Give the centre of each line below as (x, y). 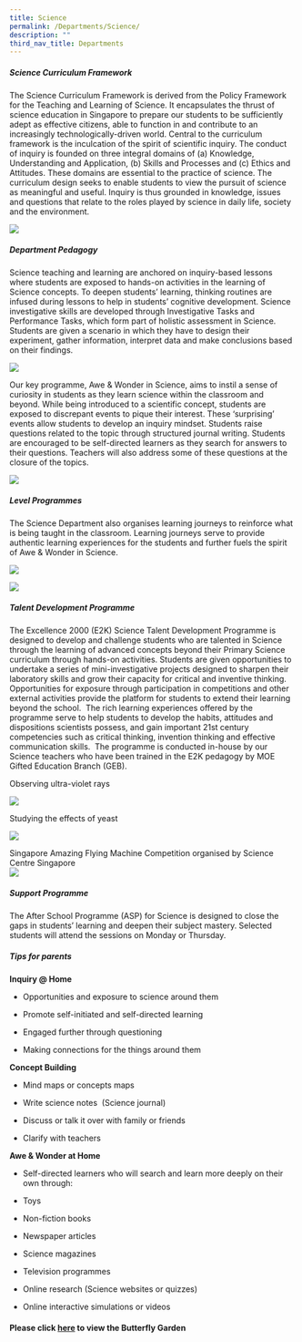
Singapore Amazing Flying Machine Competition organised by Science (142, 853)
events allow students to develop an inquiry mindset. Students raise (136, 424)
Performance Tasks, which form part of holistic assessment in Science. (143, 321)
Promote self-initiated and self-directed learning (113, 1015)
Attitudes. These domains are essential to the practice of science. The (141, 173)
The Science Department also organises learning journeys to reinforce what (151, 523)
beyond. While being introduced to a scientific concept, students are (138, 404)
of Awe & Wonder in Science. (64, 552)
